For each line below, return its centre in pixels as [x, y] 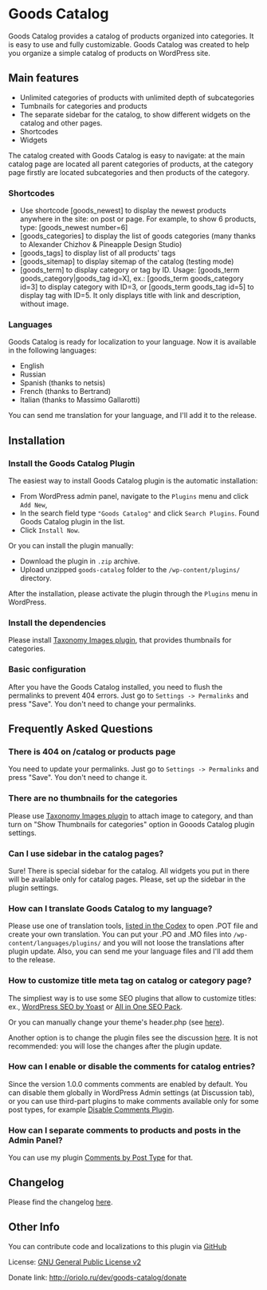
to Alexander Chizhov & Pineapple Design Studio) [101, 245]
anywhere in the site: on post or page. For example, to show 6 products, [138, 219]
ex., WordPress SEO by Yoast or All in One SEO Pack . [96, 1006]
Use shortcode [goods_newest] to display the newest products [123, 211]
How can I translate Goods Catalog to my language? [110, 908]
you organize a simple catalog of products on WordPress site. [110, 53]
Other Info [34, 1227]
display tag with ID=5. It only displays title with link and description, [130, 296]
